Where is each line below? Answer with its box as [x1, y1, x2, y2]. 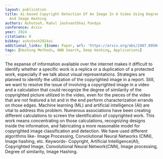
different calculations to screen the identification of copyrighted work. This [5, 112, 155, 118]
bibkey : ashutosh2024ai [5, 39, 53, 44]
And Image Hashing [9, 16, 47, 21]
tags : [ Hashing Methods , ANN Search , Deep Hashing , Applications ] [5, 48, 142, 52]
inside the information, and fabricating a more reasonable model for [5, 123, 140, 128]
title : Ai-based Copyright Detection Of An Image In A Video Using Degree [5, 12, 160, 16]
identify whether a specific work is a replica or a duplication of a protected [5, 66, 154, 72]
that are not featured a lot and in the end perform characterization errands [5, 97, 154, 103]
